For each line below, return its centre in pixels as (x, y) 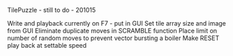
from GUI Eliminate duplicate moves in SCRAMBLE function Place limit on (112, 31)
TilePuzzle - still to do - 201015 (52, 10)
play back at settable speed (47, 45)
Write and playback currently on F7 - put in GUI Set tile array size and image (117, 23)
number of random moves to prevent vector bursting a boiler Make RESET (113, 38)
